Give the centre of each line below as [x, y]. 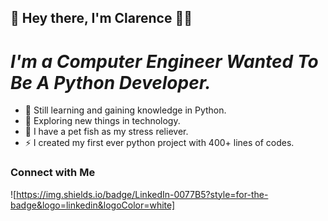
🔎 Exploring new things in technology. [102, 121]
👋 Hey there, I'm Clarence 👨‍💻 [101, 18]
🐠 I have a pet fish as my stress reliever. [106, 132]
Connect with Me [53, 173]
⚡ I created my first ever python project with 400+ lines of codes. [159, 143]
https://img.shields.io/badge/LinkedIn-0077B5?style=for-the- [142, 194]
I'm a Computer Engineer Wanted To [164, 61]
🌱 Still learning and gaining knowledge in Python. [125, 110]
